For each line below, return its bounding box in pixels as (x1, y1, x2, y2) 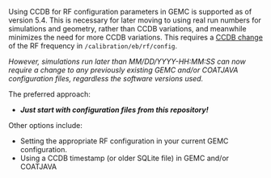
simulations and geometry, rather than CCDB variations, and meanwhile (8, 24, 247, 33)
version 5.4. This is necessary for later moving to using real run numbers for (8, 15, 261, 25)
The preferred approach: (8, 89, 91, 99)
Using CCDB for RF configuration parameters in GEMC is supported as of (8, 7, 252, 16)
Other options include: (8, 121, 83, 130)
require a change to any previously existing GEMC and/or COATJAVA (8, 65, 239, 75)
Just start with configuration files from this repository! (19, 105, 209, 114)
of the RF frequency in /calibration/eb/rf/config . (8, 41, 178, 51)
